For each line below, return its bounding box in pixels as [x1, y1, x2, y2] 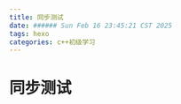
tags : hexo [9, 29, 50, 38]
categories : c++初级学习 [9, 37, 96, 47]
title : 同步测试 [9, 12, 64, 22]
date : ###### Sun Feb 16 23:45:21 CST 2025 [9, 21, 173, 30]
